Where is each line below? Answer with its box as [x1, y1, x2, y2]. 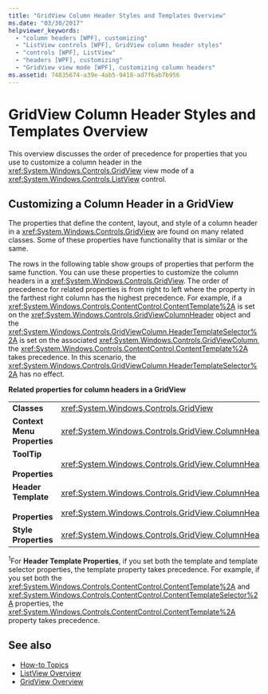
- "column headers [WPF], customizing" [15, 34, 148, 42]
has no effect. [19, 369, 65, 379]
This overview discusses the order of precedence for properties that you [8, 148, 247, 158]
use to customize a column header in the [8, 157, 142, 167]
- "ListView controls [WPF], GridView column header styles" [15, 41, 223, 49]
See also [8, 639, 52, 653]
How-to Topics [19, 660, 69, 669]
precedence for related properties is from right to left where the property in [8, 285, 255, 294]
